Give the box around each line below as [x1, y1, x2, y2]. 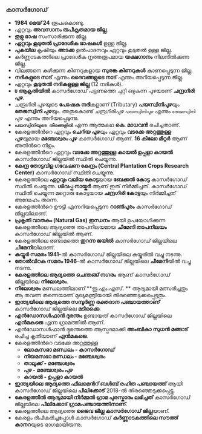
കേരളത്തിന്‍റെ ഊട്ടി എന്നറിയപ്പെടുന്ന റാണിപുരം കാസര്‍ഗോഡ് [14, 203, 172, 211]
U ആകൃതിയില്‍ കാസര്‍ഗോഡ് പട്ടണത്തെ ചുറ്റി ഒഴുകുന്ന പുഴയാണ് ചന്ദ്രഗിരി [14, 87, 195, 94]
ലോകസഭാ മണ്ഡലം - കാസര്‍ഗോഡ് [23, 346, 116, 353]
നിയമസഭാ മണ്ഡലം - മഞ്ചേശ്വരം [23, 353, 106, 360]
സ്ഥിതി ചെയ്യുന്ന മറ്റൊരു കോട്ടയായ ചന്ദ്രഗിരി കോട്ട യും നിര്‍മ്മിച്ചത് [14, 189, 176, 197]
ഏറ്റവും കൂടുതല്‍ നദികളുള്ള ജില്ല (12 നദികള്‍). [14, 81, 123, 88]
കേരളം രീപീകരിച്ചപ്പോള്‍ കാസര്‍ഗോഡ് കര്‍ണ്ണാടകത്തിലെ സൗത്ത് [14, 414, 179, 421]
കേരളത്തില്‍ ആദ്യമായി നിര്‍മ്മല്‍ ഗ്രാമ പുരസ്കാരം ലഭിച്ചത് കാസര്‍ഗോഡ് [14, 393, 191, 401]
